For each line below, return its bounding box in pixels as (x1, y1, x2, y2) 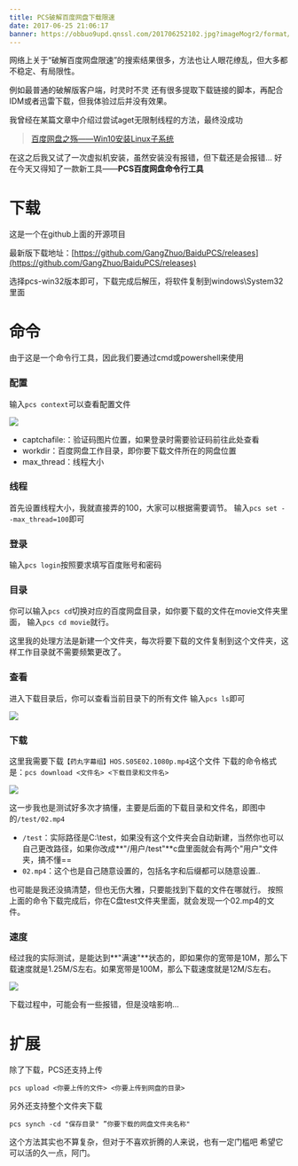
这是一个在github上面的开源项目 (9, 229, 126, 239)
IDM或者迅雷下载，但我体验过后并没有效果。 (9, 96, 172, 106)
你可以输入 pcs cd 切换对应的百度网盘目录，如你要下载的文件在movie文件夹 (9, 606, 281, 616)
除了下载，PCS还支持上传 (9, 1065, 104, 1076)
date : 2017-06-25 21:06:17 (9, 21, 109, 30)
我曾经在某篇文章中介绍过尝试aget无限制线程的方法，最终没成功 (9, 114, 244, 125)
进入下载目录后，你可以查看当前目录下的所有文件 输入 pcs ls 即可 (9, 693, 246, 703)
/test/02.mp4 (17, 815, 65, 825)
